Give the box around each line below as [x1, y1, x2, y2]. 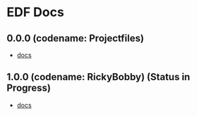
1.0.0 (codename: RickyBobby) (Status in [6, 71, 191, 83]
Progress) [6, 82, 51, 94]
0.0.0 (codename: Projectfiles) [6, 32, 144, 44]
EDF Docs [6, 4, 64, 20]
